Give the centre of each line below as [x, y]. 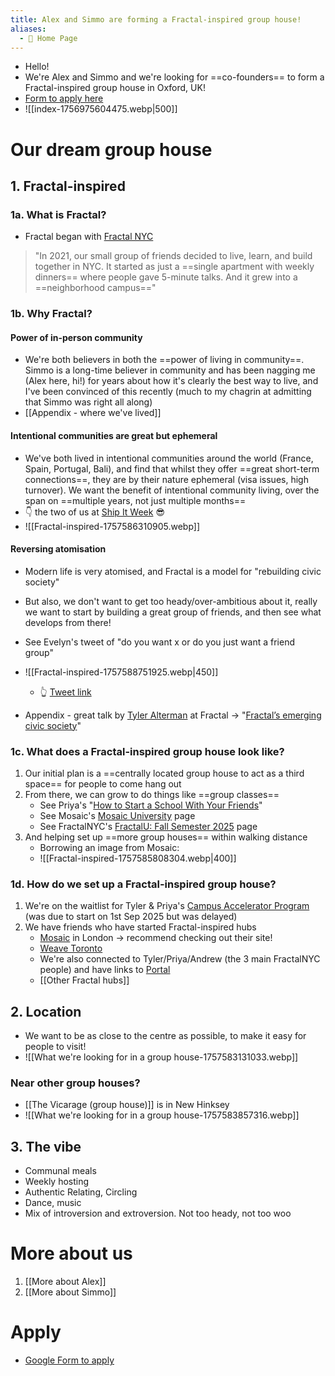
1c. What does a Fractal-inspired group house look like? [147, 751]
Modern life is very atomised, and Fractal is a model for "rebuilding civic [173, 571]
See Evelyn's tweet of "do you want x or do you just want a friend [159, 642]
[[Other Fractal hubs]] [84, 980]
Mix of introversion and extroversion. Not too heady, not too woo [158, 1213]
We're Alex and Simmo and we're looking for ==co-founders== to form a [174, 77]
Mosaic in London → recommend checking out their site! [156, 938]
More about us [71, 1253]
